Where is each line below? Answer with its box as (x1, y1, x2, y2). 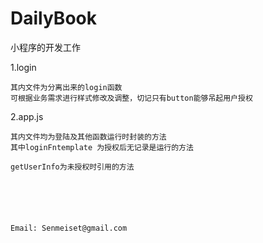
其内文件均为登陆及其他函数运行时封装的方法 (10, 132, 167, 142)
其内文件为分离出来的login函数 (10, 82, 123, 92)
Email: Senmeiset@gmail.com (10, 223, 128, 233)
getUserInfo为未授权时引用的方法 (10, 162, 135, 172)
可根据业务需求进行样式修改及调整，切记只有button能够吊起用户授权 (10, 93, 253, 103)
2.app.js (10, 110, 44, 122)
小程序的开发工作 (10, 41, 81, 53)
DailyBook (10, 7, 97, 30)
